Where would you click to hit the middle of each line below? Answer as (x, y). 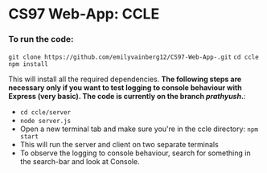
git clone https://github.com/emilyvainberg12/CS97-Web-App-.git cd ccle (133, 57)
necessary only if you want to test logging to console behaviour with (125, 88)
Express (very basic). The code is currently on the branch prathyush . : (127, 97)
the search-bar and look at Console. (80, 162)
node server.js (45, 122)
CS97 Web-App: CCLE (84, 14)
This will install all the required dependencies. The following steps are (125, 79)
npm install (28, 64)
